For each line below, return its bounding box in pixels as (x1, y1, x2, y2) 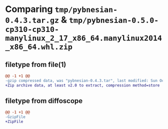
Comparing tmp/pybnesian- (5, 3, 118, 15)
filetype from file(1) (5, 60, 66, 68)
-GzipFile (5, 114, 26, 119)
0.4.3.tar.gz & (5, 14, 67, 25)
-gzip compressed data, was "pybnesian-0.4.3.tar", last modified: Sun (5, 78, 157, 83)
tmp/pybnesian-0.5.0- (69, 16, 159, 25)
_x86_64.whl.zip (5, 42, 72, 52)
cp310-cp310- (5, 25, 59, 34)
